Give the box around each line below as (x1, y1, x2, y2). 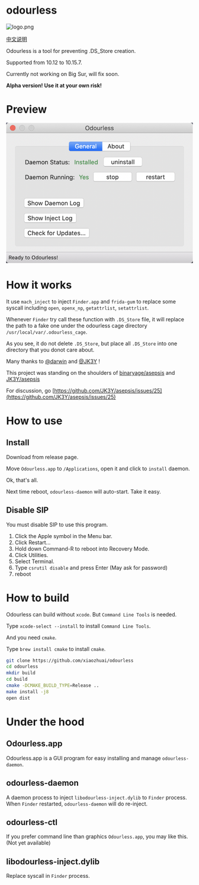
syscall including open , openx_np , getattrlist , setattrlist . (6, 304, 149, 311)
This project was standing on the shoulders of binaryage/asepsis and (6, 369, 175, 376)
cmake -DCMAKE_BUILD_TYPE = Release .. (6, 682, 99, 689)
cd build (6, 677, 28, 682)
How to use (6, 414, 63, 428)
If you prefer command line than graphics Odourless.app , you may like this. (6, 833, 188, 840)
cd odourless (6, 663, 38, 670)
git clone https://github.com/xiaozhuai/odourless (6, 658, 134, 663)
